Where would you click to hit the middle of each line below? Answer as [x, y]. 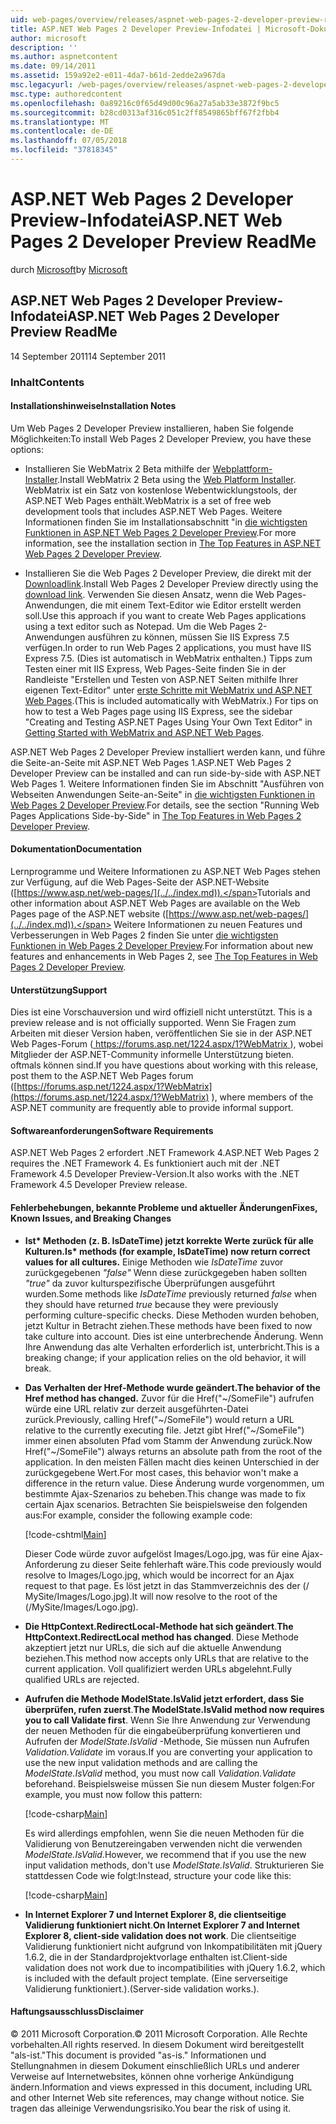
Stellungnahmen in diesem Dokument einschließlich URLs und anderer [155, 2065]
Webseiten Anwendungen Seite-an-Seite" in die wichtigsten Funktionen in [163, 794]
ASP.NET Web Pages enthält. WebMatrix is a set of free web [148, 500]
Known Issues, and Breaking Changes [91, 1218]
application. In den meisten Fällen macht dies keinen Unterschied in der [172, 1462]
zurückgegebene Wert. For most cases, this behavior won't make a [161, 1472]
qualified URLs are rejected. [82, 1679]
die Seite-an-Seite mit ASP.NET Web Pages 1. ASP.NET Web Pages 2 [151, 762]
